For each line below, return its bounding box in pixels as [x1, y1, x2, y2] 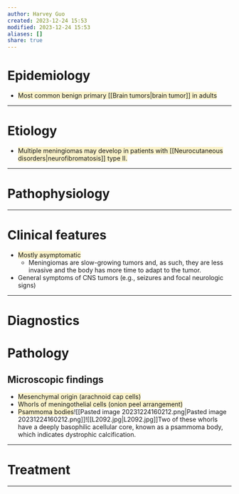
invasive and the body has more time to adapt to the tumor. [28, 265, 201, 274]
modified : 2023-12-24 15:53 [7, 24, 91, 31]
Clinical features [7, 227, 107, 243]
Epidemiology [7, 68, 91, 84]
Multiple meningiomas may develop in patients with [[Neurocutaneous [17, 147, 223, 155]
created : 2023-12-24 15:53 [7, 17, 87, 24]
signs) [17, 281, 36, 289]
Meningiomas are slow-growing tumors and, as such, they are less [28, 258, 224, 267]
